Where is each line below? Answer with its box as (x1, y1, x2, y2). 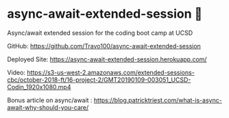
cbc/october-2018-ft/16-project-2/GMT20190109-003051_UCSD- (7, 75, 191, 84)
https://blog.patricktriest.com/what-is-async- (93, 95, 223, 104)
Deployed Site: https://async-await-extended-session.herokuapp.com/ (7, 55, 207, 63)
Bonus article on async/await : (7, 95, 93, 104)
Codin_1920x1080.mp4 (7, 83, 71, 91)
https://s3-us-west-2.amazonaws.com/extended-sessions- (27, 68, 195, 76)
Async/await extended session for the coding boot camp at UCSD (7, 29, 193, 37)
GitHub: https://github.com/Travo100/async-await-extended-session (7, 42, 201, 50)
